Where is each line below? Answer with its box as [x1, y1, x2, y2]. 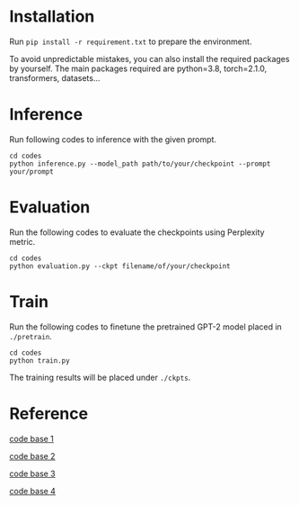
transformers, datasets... [9, 72, 101, 83]
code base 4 [9, 485, 57, 496]
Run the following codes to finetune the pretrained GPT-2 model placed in [9, 321, 283, 332]
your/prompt [9, 167, 54, 176]
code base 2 [9, 450, 56, 461]
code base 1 [9, 433, 54, 444]
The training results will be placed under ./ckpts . [9, 372, 191, 383]
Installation [9, 6, 95, 27]
